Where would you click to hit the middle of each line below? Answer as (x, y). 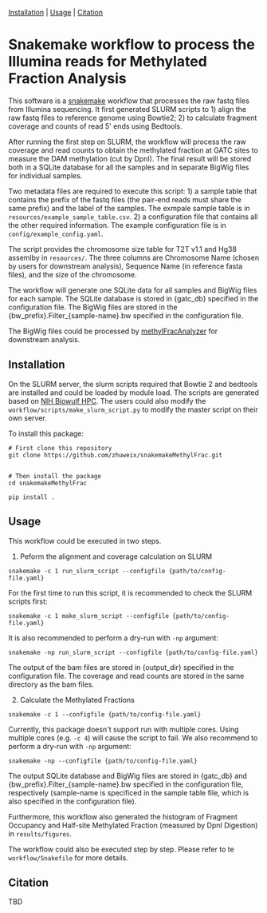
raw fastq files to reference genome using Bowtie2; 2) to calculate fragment (133, 118)
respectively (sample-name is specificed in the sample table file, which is (129, 792)
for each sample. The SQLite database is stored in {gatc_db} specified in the (133, 298)
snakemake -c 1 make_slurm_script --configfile (89, 616)
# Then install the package (55, 476)
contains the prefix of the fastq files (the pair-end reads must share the (125, 199)
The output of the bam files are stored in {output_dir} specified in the (121, 667)
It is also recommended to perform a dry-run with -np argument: (114, 638)
